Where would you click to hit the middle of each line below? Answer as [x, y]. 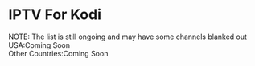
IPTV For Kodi [55, 15]
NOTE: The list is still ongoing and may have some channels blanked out [128, 37]
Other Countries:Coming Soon [58, 53]
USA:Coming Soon [39, 45]
